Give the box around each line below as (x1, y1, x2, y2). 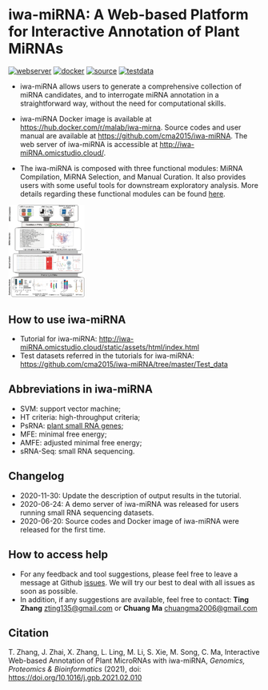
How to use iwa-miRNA (8, 313, 126, 326)
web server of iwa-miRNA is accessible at (19, 139, 158, 149)
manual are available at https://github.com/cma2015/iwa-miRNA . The (19, 130, 248, 141)
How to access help (8, 548, 108, 561)
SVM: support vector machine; (19, 404, 122, 413)
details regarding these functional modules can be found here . (19, 189, 226, 198)
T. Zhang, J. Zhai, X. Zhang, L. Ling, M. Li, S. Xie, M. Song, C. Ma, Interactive (8, 648, 260, 657)
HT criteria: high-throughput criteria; (19, 412, 141, 421)
